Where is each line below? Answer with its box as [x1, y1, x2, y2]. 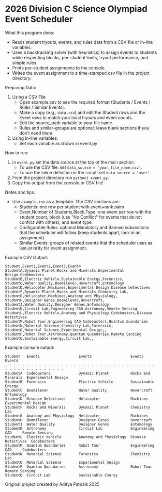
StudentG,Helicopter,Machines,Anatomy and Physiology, [5, 294, 118, 298]
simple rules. [12, 60, 38, 66]
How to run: [5, 149, 29, 156]
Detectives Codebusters [5, 439, 55, 443]
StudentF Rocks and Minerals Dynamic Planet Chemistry [5, 405, 150, 410]
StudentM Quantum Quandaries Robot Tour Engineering [5, 443, 155, 448]
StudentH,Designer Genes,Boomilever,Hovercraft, [5, 297, 105, 303]
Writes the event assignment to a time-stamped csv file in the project [12, 70, 150, 76]
